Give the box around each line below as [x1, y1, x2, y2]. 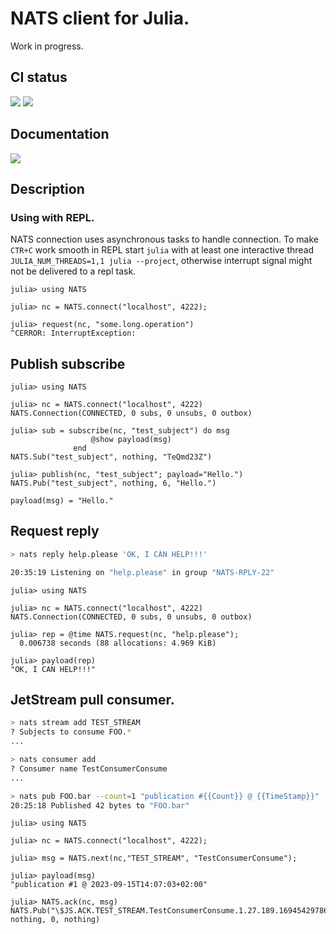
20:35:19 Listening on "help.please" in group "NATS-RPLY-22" [10, 567, 275, 577]
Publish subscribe [10, 355, 126, 372]
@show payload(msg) [90, 435, 172, 445]
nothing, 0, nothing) [10, 915, 101, 925]
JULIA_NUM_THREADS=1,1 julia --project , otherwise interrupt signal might [10, 255, 313, 267]
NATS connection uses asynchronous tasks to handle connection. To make [10, 233, 319, 246]
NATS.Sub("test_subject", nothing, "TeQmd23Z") [10, 452, 213, 462]
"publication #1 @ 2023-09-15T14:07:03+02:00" [10, 880, 208, 890]
